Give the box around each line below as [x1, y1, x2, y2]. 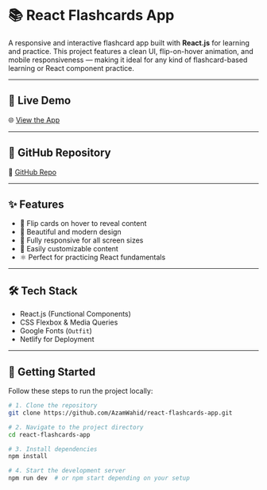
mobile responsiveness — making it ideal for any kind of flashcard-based [8, 55, 248, 64]
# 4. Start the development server [8, 467, 126, 475]
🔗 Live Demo [8, 94, 72, 107]
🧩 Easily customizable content [19, 244, 119, 254]
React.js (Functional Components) [19, 309, 131, 319]
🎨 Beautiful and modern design [19, 227, 122, 237]
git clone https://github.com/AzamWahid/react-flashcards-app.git [8, 409, 233, 417]
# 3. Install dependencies [8, 445, 98, 453]
